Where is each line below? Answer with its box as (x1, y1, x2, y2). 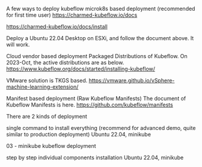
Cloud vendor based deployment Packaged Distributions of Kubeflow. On (6, 53, 188, 59)
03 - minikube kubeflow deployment (6, 142, 96, 149)
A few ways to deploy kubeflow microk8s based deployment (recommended (6, 5, 195, 12)
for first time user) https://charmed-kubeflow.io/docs (6, 11, 138, 19)
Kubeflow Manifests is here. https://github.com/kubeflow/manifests (6, 101, 173, 108)
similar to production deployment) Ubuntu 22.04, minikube (6, 131, 151, 138)
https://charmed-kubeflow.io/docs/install (6, 23, 108, 30)
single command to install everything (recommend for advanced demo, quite (6, 125, 196, 131)
